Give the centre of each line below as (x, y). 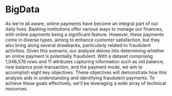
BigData (23, 9)
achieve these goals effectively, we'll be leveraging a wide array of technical (86, 83)
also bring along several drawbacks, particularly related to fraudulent (78, 45)
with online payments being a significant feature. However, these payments (85, 34)
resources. (17, 88)
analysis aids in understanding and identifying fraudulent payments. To (80, 78)
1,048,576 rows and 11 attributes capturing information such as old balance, (85, 61)
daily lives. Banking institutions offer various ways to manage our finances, (84, 29)
